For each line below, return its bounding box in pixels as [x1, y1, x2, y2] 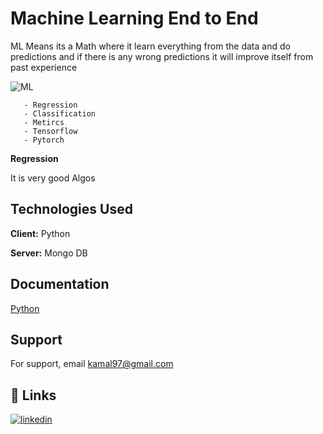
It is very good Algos [10, 172, 96, 184]
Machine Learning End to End [10, 7, 259, 30]
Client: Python [10, 227, 71, 239]
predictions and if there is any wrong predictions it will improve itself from [10, 50, 314, 62]
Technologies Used [10, 201, 133, 218]
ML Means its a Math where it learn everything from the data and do [10, 40, 291, 52]
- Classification [23, 108, 97, 119]
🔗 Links [10, 387, 57, 404]
